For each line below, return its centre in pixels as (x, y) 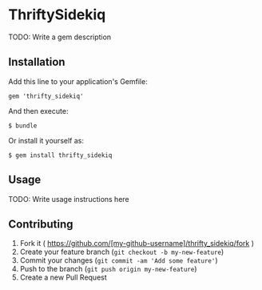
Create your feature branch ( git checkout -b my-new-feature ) (122, 252)
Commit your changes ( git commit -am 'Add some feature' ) (119, 260)
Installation (37, 62)
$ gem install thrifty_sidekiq (60, 155)
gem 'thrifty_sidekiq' (46, 96)
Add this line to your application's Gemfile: (78, 81)
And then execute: (38, 111)
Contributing (41, 224)
